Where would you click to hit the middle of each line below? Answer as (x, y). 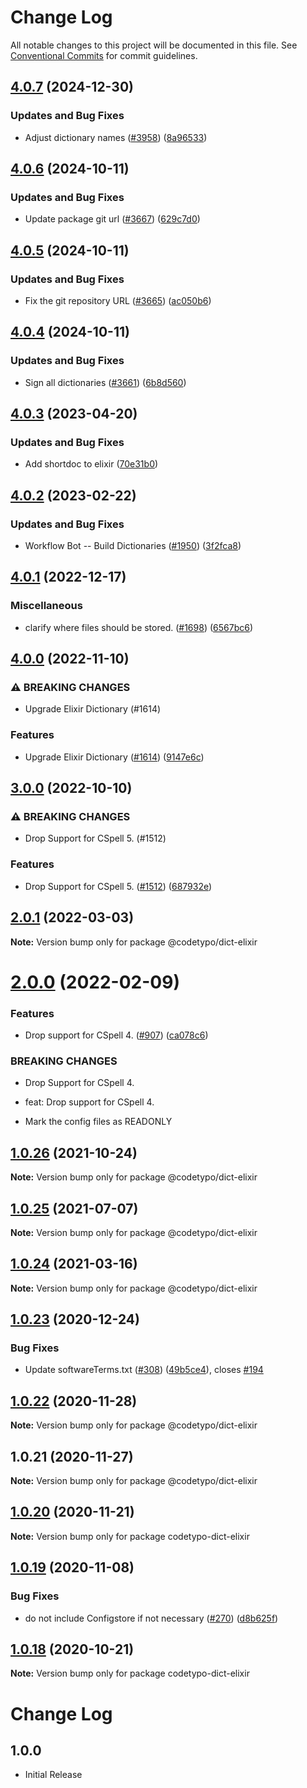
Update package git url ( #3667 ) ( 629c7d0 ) (112, 219)
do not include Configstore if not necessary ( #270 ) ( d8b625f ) (151, 1618)
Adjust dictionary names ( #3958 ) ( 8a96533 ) (116, 137)
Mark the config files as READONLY (98, 1122)
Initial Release (53, 1775)
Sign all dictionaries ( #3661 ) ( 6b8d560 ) (105, 382)
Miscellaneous (46, 606)
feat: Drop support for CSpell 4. (89, 1102)
